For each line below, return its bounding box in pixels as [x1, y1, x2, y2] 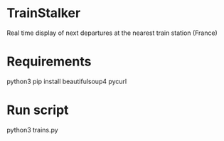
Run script [6, 102, 69, 118]
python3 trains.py [6, 125, 58, 134]
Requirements [6, 53, 92, 70]
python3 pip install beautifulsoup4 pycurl [6, 77, 127, 85]
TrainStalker [6, 5, 81, 21]
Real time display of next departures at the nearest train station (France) [6, 28, 218, 37]
